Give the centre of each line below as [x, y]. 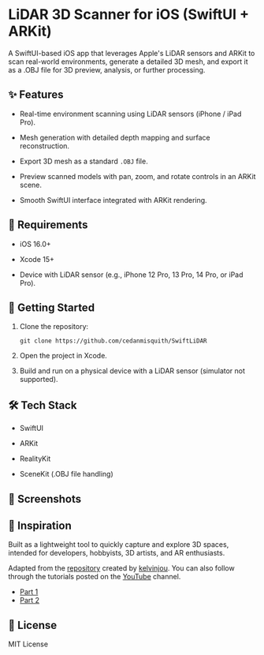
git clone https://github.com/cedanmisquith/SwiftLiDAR [113, 341]
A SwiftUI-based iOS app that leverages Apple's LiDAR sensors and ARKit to [132, 53]
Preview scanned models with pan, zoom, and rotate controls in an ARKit [138, 176]
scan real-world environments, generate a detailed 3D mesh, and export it [128, 62]
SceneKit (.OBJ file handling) [67, 474]
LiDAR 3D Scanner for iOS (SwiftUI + [129, 15]
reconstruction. [44, 146]
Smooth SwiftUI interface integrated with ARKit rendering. [113, 200]
